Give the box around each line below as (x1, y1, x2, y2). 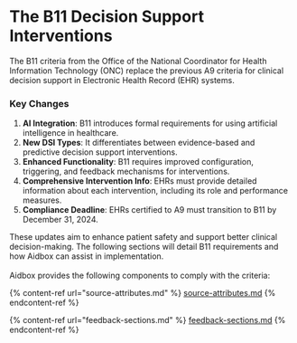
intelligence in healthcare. (22, 128, 119, 138)
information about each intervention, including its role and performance (22, 186, 289, 196)
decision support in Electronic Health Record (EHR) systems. (9, 74, 235, 85)
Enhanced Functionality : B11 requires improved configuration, (22, 157, 255, 167)
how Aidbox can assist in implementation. (9, 251, 164, 262)
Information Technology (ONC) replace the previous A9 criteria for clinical (9, 65, 284, 76)
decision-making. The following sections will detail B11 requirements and (9, 242, 279, 252)
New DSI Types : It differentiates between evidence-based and (22, 138, 255, 148)
